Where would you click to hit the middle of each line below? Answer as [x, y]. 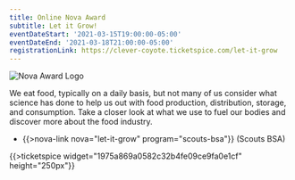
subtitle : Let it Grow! [54, 26]
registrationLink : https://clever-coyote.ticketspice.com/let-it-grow [143, 51]
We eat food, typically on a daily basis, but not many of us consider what [143, 94]
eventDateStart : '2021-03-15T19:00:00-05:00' [95, 34]
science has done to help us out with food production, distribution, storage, [148, 102]
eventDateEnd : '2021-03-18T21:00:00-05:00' [92, 42]
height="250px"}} [42, 166]
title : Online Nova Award [57, 17]
